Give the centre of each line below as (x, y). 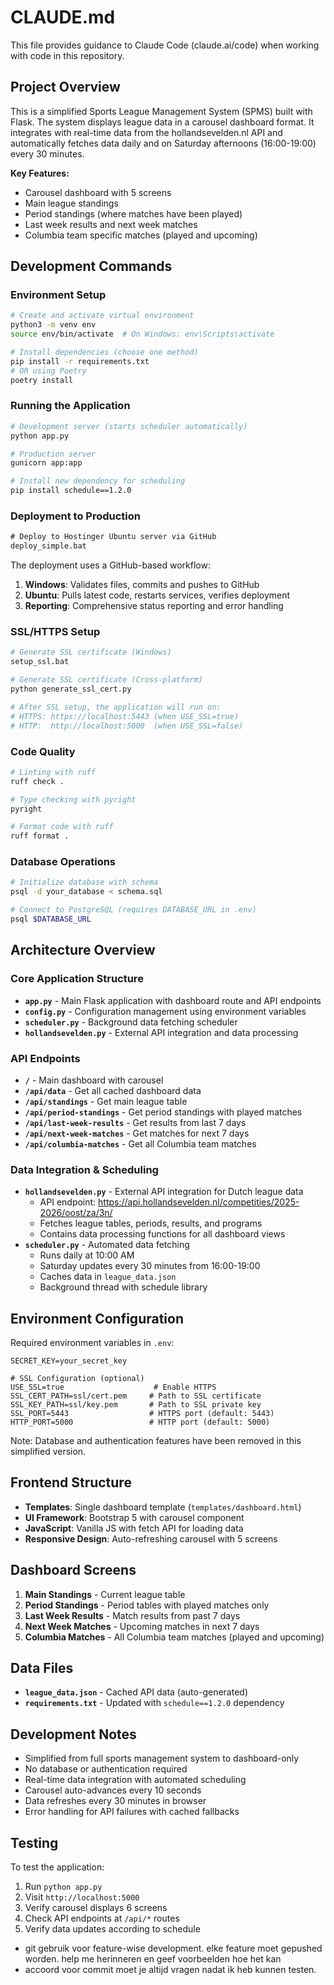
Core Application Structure (77, 979)
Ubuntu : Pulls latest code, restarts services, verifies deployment (157, 595)
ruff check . (37, 781)
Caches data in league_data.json (108, 1277)
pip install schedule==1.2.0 (71, 491)
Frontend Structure (71, 1482)
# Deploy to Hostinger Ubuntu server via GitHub (113, 537)
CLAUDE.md (63, 17)
